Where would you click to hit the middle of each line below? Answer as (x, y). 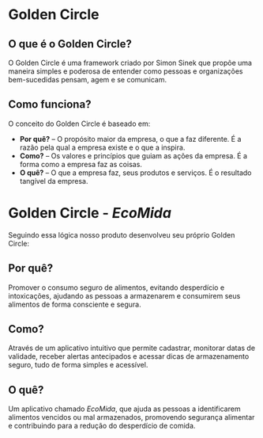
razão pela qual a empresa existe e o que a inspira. (102, 147)
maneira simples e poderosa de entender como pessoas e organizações (126, 71)
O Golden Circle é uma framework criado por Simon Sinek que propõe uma (130, 63)
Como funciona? (50, 105)
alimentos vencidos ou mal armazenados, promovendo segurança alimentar (131, 417)
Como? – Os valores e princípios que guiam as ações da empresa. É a (133, 155)
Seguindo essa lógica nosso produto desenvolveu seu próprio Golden (122, 234)
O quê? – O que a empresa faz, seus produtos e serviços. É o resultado (135, 173)
